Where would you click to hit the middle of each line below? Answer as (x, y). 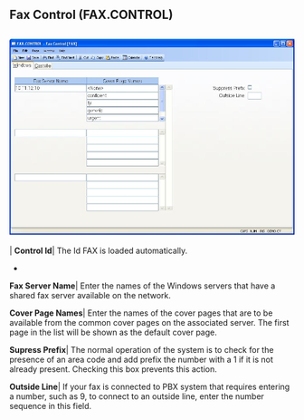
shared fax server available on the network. (90, 296)
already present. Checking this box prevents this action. (113, 369)
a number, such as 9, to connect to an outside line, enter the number (137, 396)
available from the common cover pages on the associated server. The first (149, 323)
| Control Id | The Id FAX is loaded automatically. (99, 251)
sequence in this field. (51, 406)
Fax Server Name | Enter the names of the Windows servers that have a (142, 286)
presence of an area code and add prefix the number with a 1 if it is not (142, 360)
